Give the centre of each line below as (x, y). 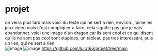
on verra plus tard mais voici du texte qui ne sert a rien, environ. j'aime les (79, 22)
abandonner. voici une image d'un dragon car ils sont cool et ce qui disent (79, 33)
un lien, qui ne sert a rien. (30, 43)
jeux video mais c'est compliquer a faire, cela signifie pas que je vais (73, 27)
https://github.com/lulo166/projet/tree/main (85, 48)
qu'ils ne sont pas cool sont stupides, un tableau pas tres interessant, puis (79, 38)
